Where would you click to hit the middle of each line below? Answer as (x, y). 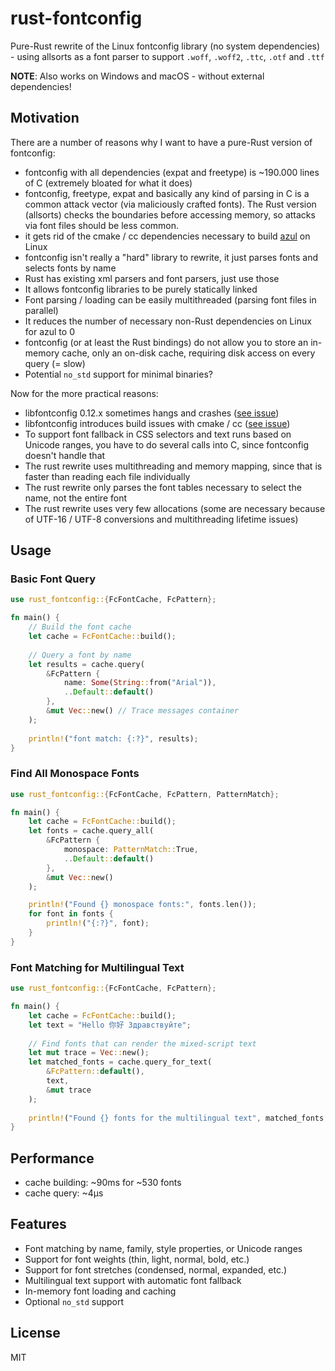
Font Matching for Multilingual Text (97, 967)
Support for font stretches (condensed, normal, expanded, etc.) (156, 1269)
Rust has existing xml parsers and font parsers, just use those (152, 278)
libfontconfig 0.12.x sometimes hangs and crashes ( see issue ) (152, 413)
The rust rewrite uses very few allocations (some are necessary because (175, 508)
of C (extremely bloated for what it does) (108, 183)
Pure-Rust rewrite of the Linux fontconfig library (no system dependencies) (165, 46)
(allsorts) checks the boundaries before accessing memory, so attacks (170, 214)
